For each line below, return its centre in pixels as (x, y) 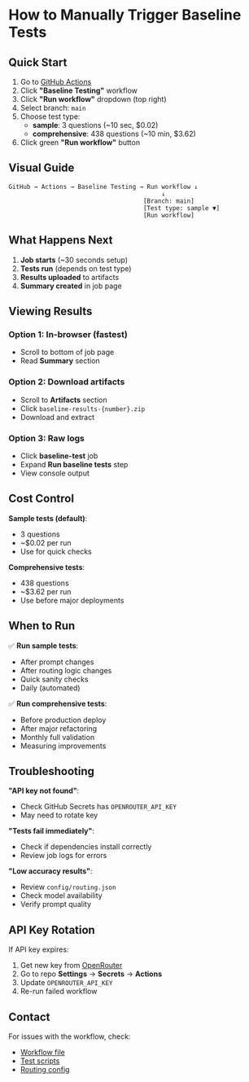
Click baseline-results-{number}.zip (83, 408)
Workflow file (42, 1052)
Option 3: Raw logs (47, 438)
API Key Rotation (52, 930)
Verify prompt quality (56, 905)
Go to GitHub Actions (56, 82)
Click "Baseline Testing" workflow (79, 90)
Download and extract (57, 417)
